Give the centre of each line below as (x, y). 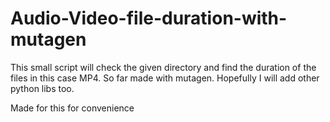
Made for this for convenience (72, 108)
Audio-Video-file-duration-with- (149, 18)
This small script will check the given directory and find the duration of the (163, 67)
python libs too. (42, 88)
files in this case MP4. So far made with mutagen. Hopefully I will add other (165, 78)
